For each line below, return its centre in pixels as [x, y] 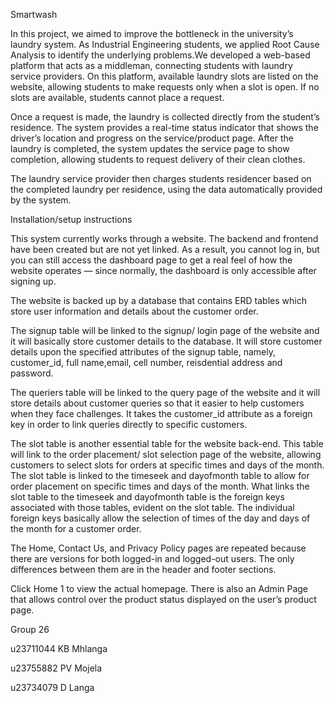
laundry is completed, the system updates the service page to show [150, 148]
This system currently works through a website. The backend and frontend [164, 238]
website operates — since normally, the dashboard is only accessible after [163, 270]
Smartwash [34, 14]
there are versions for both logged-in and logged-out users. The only [152, 558]
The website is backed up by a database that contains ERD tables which [158, 300]
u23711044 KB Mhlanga [59, 648]
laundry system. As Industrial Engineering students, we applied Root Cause [165, 44]
